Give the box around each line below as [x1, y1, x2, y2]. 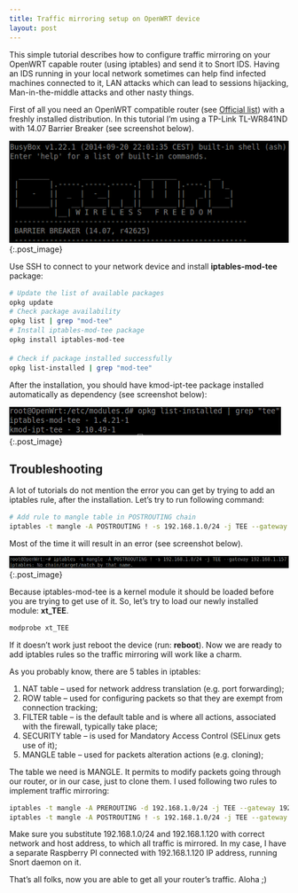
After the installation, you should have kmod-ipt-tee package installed [9, 380, 264, 390]
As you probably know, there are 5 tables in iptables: [9, 666, 201, 677]
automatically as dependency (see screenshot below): [9, 388, 208, 399]
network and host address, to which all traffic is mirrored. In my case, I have [9, 838, 286, 849]
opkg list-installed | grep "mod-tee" [9, 364, 153, 372]
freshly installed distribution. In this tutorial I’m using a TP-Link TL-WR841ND [9, 114, 288, 124]
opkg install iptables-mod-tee [9, 335, 125, 345]
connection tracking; [21, 701, 98, 713]
